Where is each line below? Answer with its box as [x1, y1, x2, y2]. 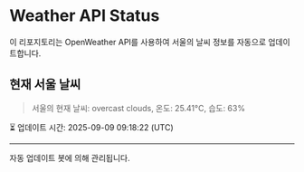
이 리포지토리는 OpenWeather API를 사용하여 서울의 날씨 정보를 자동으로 [9, 36, 267, 47]
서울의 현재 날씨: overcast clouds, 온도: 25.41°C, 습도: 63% [31, 102, 246, 113]
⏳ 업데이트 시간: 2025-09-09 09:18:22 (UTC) [9, 121, 174, 132]
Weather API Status [9, 5, 160, 26]
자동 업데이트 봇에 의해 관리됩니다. [9, 152, 130, 163]
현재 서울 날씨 [9, 77, 81, 92]
